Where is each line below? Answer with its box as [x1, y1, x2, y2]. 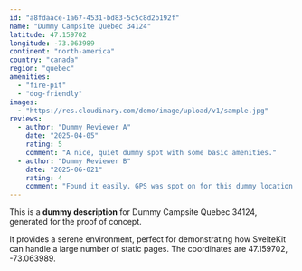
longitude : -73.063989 [9, 38, 95, 48]
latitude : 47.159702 [9, 30, 88, 39]
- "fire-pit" [17, 81, 67, 90]
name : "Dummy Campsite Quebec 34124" [9, 22, 152, 31]
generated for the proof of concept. [9, 217, 142, 227]
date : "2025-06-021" [25, 165, 103, 174]
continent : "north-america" [9, 47, 116, 56]
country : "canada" [9, 55, 79, 64]
